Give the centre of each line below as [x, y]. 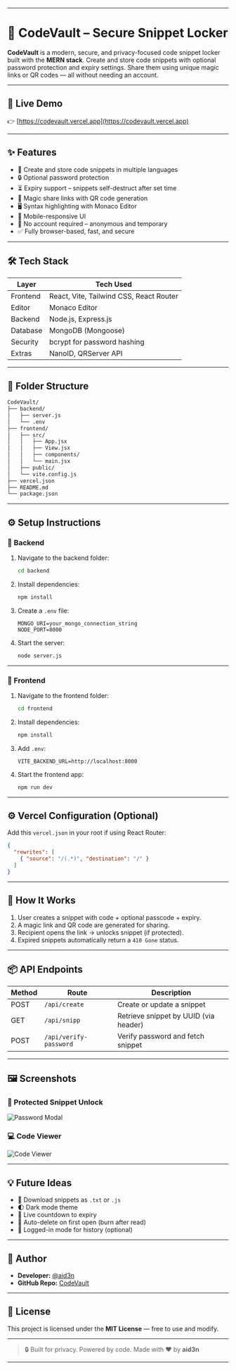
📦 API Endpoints [45, 969]
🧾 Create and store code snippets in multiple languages [98, 169]
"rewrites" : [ [34, 852]
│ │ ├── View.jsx [39, 448]
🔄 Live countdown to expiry [57, 1215]
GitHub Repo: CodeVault [53, 1283]
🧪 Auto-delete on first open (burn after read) [81, 1222]
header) [130, 1025]
